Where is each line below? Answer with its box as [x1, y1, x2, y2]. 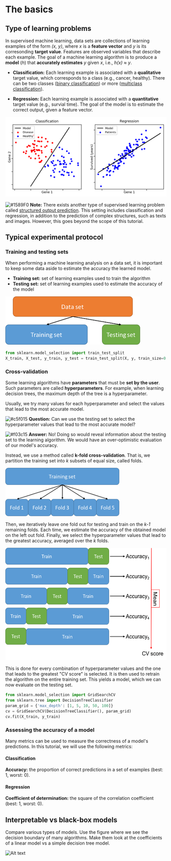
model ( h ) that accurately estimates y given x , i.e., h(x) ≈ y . [5, 60, 132, 65]
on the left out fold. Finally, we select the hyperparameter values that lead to [5, 532, 166, 538]
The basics [5, 4, 54, 15]
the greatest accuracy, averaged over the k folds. [5, 538, 109, 544]
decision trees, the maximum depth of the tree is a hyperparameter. [5, 390, 147, 397]
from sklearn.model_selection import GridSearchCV [5, 692, 116, 698]
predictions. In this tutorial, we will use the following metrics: [5, 743, 133, 750]
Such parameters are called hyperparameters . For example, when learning [5, 385, 164, 391]
